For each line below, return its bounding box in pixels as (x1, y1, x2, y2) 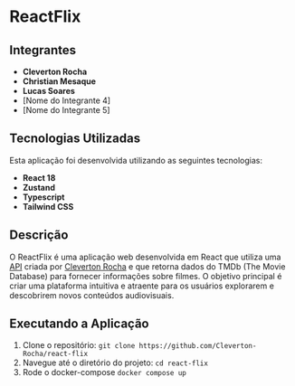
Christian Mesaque (22, 76, 97, 87)
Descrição (9, 228, 69, 243)
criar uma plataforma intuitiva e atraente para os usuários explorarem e (9, 280, 274, 291)
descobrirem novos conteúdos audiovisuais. (9, 289, 175, 300)
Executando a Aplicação (9, 316, 149, 332)
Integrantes (9, 42, 77, 58)
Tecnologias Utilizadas (9, 131, 141, 146)
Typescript (22, 192, 65, 202)
